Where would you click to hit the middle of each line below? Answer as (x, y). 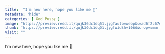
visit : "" (15, 32)
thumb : (12, 28)
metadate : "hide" (23, 14)
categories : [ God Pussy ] (33, 19)
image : (12, 23)
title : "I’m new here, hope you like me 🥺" (51, 10)
